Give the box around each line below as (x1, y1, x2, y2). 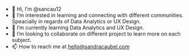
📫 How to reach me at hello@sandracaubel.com (11, 43, 130, 50)
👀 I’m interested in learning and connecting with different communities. (11, 12, 184, 19)
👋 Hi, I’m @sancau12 (11, 6, 62, 12)
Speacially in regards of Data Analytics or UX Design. (11, 18, 141, 24)
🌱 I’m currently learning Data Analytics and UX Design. (11, 24, 144, 31)
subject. (11, 37, 32, 43)
